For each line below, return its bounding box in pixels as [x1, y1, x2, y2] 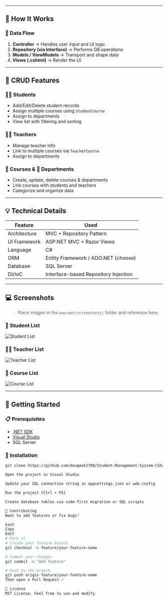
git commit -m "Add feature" [5, 559, 66, 564]
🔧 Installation [5, 452, 38, 459]
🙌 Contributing [5, 508, 37, 513]
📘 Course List [5, 370, 38, 377]
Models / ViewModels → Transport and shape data [12, 52, 119, 58]
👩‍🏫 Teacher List [5, 346, 44, 353]
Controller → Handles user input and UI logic [12, 41, 105, 47]
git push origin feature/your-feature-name [5, 572, 97, 578]
